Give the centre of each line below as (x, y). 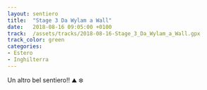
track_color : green (36, 40)
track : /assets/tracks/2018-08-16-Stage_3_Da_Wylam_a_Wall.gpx (104, 33)
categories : (25, 46)
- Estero (20, 53)
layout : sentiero (33, 14)
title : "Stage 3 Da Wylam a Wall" (60, 20)
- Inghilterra (28, 60)
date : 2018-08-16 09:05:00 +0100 (60, 27)
